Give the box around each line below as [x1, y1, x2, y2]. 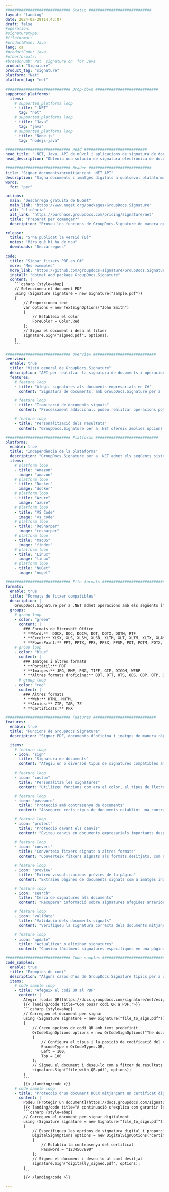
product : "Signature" [5, 63, 51, 68]
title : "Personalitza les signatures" [18, 780, 100, 785]
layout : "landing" [5, 12, 44, 17]
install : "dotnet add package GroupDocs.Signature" [10, 272, 121, 277]
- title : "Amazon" [14, 467, 53, 473]
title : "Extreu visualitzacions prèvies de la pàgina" [18, 872, 136, 877]
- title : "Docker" [14, 481, 53, 487]
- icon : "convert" [14, 844, 53, 849]
